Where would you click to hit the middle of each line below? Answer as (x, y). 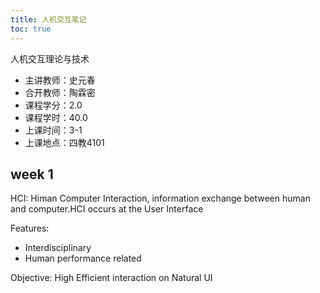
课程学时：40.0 (56, 117)
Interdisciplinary (58, 248)
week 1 (32, 174)
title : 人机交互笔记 (48, 19)
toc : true (31, 29)
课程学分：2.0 (53, 105)
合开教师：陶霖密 (60, 92)
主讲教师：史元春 (60, 80)
